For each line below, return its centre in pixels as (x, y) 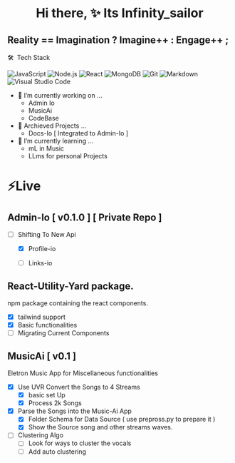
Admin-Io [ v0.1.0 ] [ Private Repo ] (85, 217)
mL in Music (46, 148)
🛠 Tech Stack (29, 57)
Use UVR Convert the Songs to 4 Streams (79, 387)
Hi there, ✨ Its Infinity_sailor (120, 13)
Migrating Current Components (63, 333)
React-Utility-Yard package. (70, 286)
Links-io (40, 263)
